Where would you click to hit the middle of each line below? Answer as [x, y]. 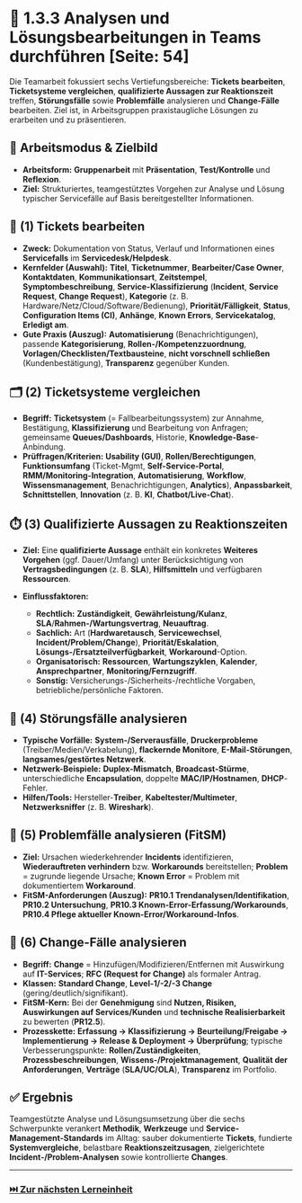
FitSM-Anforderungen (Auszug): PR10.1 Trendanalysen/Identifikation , [155, 895]
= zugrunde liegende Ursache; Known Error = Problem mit [131, 876]
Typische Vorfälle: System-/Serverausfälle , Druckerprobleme [140, 740]
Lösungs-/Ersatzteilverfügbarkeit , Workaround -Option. [142, 652]
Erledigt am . [45, 325]
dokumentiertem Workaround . [79, 886]
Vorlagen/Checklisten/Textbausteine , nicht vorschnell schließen [146, 353]
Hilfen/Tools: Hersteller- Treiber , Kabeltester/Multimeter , [130, 798]
